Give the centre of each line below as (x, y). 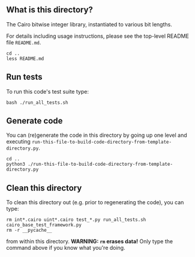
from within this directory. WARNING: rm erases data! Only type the (89, 241)
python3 (16, 165)
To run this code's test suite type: (47, 91)
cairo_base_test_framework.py (44, 225)
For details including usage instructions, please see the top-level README (97, 36)
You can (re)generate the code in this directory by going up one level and (97, 135)
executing (19, 142)
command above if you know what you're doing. (66, 248)
